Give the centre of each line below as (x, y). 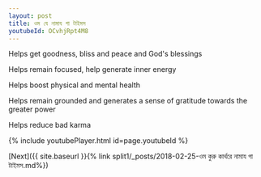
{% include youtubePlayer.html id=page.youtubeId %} (98, 141)
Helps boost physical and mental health (74, 85)
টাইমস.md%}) (28, 166)
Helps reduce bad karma (50, 125)
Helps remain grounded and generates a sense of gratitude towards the (128, 101)
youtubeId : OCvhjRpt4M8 (49, 31)
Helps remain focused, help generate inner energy (92, 70)
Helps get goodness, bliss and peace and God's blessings (105, 54)
